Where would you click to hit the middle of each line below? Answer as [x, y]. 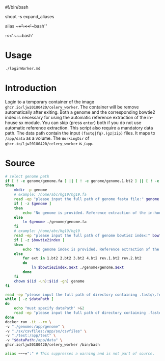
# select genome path [27, 176]
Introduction [31, 88]
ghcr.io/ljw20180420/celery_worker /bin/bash [52, 345]
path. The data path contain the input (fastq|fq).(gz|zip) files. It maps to [80, 133]
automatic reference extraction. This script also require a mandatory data [79, 128]
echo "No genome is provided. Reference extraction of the [84, 213]
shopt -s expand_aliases [30, 16]
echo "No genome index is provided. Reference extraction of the [91, 249]
